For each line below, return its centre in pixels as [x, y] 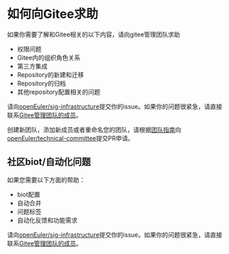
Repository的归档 [41, 83]
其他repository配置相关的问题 [59, 92]
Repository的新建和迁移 [50, 74]
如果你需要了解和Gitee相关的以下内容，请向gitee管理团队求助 [94, 34]
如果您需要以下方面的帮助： [46, 180]
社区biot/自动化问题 [49, 162]
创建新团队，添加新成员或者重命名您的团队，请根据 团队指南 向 [94, 129]
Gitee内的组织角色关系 [49, 57]
